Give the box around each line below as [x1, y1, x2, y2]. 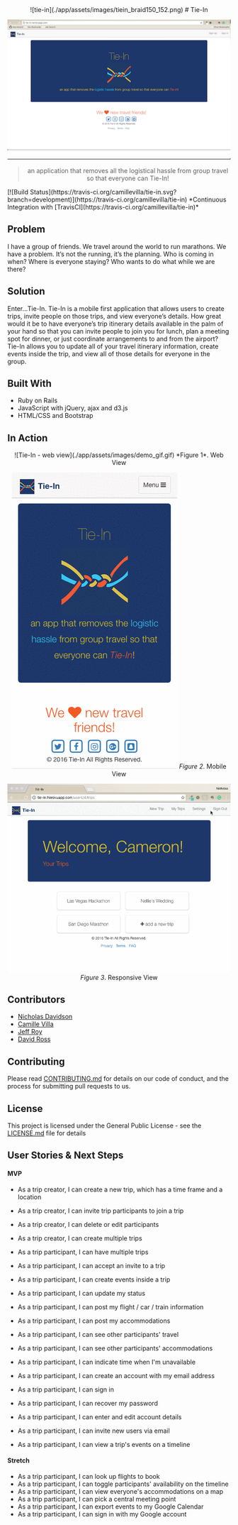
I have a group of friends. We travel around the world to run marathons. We [7, 242, 227, 251]
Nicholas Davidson [17, 1013, 73, 1021]
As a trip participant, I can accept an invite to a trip [17, 1261, 166, 1270]
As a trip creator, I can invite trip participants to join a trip [17, 1206, 184, 1215]
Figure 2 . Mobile [178, 762, 227, 771]
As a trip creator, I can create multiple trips [17, 1233, 143, 1243]
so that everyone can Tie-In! [86, 174, 169, 182]
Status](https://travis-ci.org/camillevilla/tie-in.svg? [29, 188, 177, 196]
